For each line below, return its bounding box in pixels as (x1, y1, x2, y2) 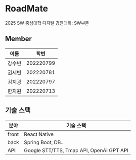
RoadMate (5, 3, 48, 14)
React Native (24, 131, 54, 138)
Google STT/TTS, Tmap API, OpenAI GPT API (24, 147, 129, 154)
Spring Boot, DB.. (24, 139, 64, 146)
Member (5, 35, 32, 43)
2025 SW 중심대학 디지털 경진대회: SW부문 (5, 20, 89, 26)
